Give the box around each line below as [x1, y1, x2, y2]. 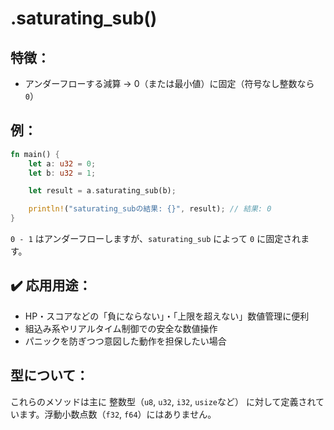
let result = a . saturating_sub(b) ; [28, 186, 177, 196]
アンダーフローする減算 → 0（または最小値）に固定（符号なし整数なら [24, 78, 315, 89]
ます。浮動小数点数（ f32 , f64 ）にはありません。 [18, 408, 217, 420]
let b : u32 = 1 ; [28, 168, 97, 178]
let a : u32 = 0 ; [28, 158, 97, 169]
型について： [10, 367, 90, 384]
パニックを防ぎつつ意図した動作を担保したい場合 [24, 335, 227, 347]
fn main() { [10, 149, 60, 159]
